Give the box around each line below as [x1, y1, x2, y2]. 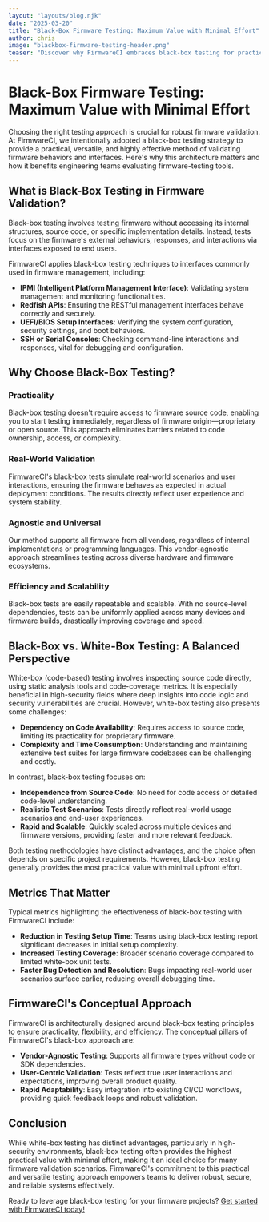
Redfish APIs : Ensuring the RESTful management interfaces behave [19, 299, 244, 309]
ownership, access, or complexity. [8, 433, 122, 443]
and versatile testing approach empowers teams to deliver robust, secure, [8, 1172, 252, 1181]
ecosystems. [8, 561, 50, 571]
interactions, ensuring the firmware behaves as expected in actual [8, 480, 227, 489]
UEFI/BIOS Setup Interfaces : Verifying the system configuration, [19, 317, 234, 327]
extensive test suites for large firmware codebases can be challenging [19, 748, 252, 758]
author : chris [8, 34, 56, 42]
